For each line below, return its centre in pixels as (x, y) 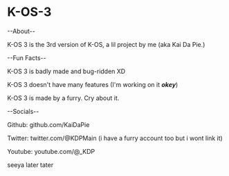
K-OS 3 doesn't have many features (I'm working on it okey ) (93, 84)
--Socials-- (23, 111)
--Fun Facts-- (27, 58)
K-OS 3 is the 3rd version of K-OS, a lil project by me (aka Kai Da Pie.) (106, 44)
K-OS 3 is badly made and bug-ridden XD (66, 71)
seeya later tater (30, 165)
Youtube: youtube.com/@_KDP (51, 151)
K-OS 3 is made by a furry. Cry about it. (63, 98)
